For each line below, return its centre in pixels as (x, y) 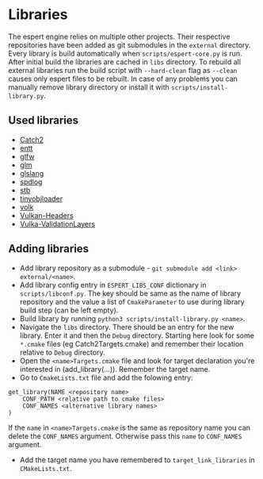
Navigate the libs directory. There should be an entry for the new (127, 327)
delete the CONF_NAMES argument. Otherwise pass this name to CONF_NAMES (125, 436)
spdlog (31, 182)
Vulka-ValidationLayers (57, 224)
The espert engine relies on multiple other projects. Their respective (119, 36)
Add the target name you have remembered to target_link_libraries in (137, 460)
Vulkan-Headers (46, 215)
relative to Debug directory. (62, 352)
